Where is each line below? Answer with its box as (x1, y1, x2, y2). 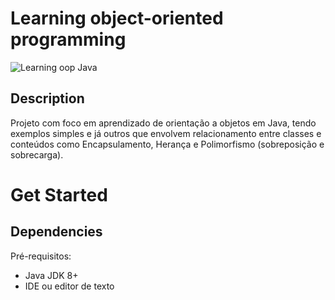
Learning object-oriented (10, 7, 224, 30)
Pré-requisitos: (10, 250, 72, 262)
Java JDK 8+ (24, 269, 79, 281)
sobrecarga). (10, 148, 64, 161)
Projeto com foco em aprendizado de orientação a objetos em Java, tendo (10, 117, 317, 129)
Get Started (10, 183, 108, 206)
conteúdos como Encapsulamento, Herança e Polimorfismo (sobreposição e (10, 138, 325, 150)
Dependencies (10, 223, 103, 241)
